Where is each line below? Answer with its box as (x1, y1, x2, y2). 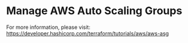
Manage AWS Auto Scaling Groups (6, 4, 183, 18)
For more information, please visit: (6, 24, 91, 31)
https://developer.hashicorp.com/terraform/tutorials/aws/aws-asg (6, 29, 169, 37)
